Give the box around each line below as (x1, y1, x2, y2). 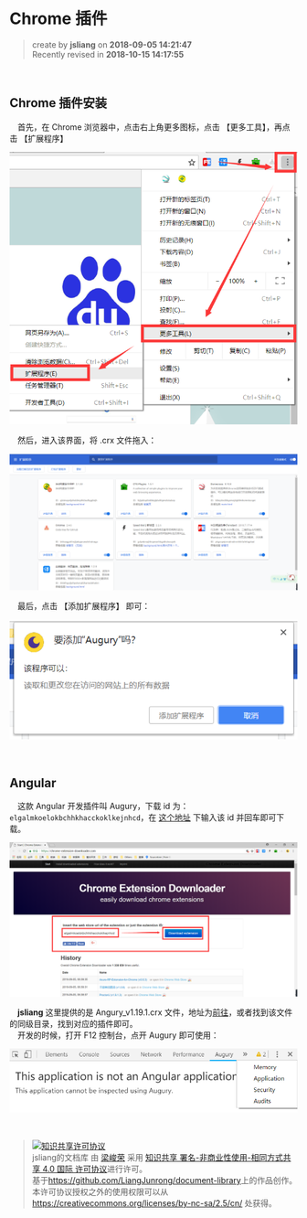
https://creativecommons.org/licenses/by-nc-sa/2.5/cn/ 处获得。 (31, 1198, 277, 1209)
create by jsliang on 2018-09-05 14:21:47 (31, 38, 192, 50)
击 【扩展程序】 (9, 133, 69, 144)
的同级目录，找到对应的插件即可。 (9, 1019, 138, 1030)
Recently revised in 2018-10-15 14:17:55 (31, 48, 185, 59)
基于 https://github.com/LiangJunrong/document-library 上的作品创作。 (31, 1175, 298, 1186)
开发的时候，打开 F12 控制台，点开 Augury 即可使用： (17, 1030, 219, 1041)
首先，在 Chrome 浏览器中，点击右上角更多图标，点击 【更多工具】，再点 (17, 121, 291, 133)
